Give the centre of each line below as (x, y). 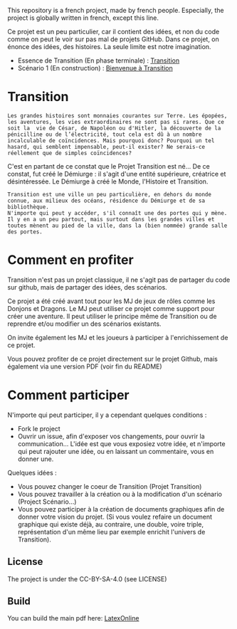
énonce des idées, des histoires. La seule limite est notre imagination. (109, 47)
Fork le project (39, 428)
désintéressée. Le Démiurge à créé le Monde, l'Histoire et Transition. (108, 181)
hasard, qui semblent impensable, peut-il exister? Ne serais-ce (106, 147)
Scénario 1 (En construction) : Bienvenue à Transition (95, 68)
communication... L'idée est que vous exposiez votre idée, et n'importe (121, 443)
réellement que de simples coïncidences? (70, 153)
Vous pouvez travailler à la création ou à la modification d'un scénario (120, 494)
